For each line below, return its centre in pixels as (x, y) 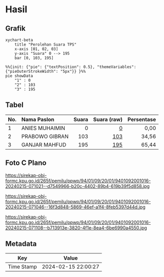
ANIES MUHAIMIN (43, 128)
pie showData (19, 76)
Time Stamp (23, 267)
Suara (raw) (108, 119)
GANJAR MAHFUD (44, 144)
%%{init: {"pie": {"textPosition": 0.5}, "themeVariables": (71, 67)
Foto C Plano (26, 163)
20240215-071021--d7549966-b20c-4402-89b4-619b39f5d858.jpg (78, 186)
